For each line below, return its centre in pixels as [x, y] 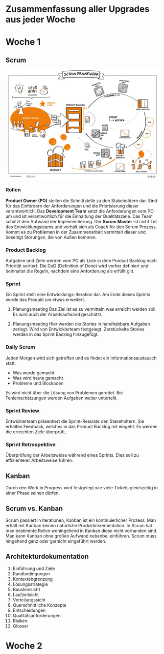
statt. [11, 363]
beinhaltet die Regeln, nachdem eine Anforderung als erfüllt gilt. [70, 271]
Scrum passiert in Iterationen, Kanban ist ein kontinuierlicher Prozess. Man [81, 520]
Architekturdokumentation [47, 557]
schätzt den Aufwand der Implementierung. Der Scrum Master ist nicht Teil [82, 221]
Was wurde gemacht [34, 373]
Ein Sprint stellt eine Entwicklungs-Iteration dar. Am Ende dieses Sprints [78, 295]
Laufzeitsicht [26, 595]
